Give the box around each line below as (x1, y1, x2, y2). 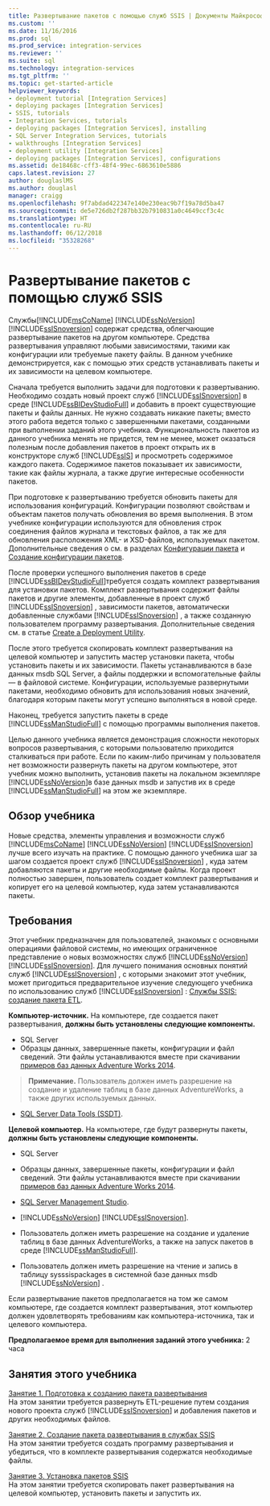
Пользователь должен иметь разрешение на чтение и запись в (19, 1261, 239, 1271)
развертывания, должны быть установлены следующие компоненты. (8, 1019, 256, 1029)
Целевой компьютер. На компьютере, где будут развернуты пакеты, (8, 1125, 248, 1134)
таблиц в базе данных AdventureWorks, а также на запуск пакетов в (19, 1237, 254, 1246)
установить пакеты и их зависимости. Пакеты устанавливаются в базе (8, 660, 252, 670)
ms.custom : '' (8, 19, 56, 27)
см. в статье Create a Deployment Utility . (8, 627, 146, 637)
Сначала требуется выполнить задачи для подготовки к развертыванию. (8, 382, 260, 392)
